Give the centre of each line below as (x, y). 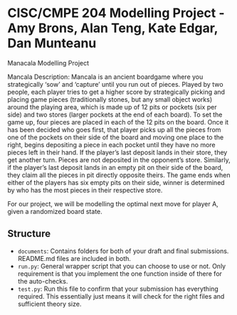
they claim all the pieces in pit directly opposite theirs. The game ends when (119, 175)
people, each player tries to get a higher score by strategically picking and (116, 92)
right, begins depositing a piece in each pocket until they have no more (111, 144)
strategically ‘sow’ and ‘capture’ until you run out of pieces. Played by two (115, 84)
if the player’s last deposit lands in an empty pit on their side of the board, (115, 167)
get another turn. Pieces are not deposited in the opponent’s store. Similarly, (119, 160)
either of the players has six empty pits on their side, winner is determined (116, 182)
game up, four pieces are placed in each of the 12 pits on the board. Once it (118, 122)
